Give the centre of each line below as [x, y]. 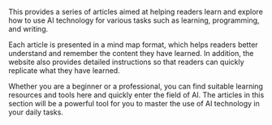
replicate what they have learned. [64, 71]
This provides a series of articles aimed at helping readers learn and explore [136, 12]
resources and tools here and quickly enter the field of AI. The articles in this [136, 95]
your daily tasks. [36, 112]
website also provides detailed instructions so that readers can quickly [127, 62]
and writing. [28, 29]
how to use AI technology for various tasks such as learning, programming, [134, 20]
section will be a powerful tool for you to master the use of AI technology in [134, 103]
